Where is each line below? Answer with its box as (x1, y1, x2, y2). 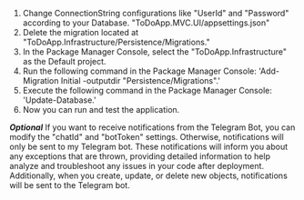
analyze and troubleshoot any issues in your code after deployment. (9, 161, 265, 171)
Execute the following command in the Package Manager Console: (22, 85, 273, 95)
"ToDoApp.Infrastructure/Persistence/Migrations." (22, 36, 211, 47)
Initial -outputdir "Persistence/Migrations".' (60, 75, 221, 85)
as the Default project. (22, 56, 106, 66)
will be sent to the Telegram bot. (9, 180, 130, 190)
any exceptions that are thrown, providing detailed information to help (9, 151, 271, 162)
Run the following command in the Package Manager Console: (22, 65, 257, 76)
